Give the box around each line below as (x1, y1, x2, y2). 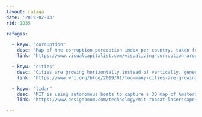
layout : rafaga (6, 8, 44, 15)
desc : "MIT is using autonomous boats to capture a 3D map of (17, 91, 176, 97)
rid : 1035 (6, 20, 31, 26)
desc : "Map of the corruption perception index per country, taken (17, 47, 189, 53)
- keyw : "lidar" (11, 85, 52, 92)
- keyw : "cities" (11, 64, 55, 70)
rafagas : (6, 31, 28, 37)
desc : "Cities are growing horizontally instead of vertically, (17, 69, 182, 75)
